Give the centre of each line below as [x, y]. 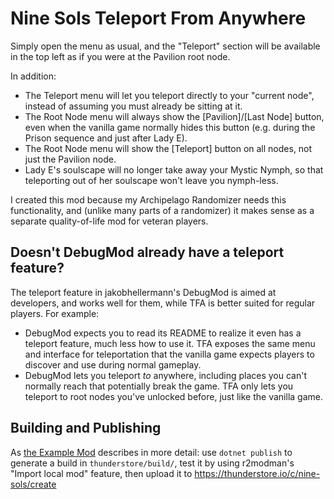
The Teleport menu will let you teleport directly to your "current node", [169, 95]
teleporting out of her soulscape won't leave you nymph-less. [151, 180]
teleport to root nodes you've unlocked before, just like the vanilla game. [173, 396]
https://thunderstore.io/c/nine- [257, 473]
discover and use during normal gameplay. [113, 364]
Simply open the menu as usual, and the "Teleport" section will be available [165, 46]
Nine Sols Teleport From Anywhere [158, 18]
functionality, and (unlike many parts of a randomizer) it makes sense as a [162, 210]
